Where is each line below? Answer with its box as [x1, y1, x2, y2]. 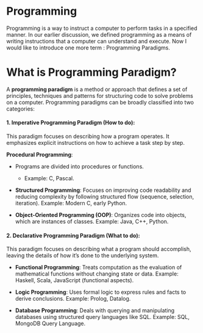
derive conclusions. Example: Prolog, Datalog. [15, 295, 131, 302]
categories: [6, 105, 35, 112]
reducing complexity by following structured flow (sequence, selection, [15, 193, 194, 200]
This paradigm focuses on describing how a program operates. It [6, 133, 169, 140]
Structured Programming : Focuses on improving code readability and [15, 186, 191, 194]
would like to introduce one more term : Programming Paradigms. [6, 44, 171, 51]
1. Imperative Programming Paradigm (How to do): [6, 119, 135, 126]
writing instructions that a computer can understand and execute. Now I [6, 37, 187, 45]
